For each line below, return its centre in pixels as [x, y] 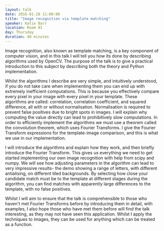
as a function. [19, 224]
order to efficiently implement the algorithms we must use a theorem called [81, 122]
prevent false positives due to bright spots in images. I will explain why [76, 112]
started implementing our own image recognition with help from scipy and [80, 158]
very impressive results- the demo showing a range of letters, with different [81, 168]
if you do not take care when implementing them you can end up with [75, 86]
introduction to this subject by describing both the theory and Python [75, 66]
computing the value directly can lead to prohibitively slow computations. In [81, 117]
